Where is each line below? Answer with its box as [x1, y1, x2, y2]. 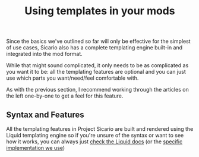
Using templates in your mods [24, 4, 175, 18]
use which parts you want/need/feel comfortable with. [6, 74, 139, 81]
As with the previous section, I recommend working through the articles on [6, 86, 189, 93]
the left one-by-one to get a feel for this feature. [6, 92, 124, 99]
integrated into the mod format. [6, 51, 83, 58]
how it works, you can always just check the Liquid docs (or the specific [6, 138, 183, 145]
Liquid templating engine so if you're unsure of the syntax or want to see [6, 132, 184, 139]
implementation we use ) [6, 145, 65, 151]
